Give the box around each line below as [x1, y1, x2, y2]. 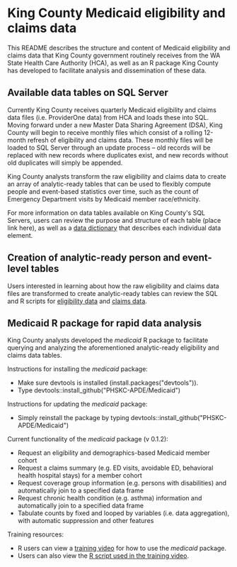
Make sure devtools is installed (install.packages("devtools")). [17, 378, 199, 387]
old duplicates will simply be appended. [7, 158, 123, 167]
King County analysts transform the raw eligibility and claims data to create [7, 172, 226, 180]
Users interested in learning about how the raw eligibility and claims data [7, 282, 219, 290]
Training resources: [7, 530, 64, 539]
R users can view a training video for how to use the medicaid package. [17, 544, 227, 553]
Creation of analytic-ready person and [7, 252, 180, 264]
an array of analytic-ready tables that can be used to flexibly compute [7, 180, 211, 188]
